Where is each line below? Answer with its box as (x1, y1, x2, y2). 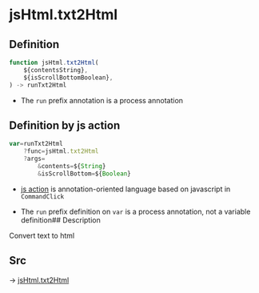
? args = (23, 155, 46, 163)
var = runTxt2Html (9, 140, 63, 148)
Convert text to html (9, 231, 75, 240)
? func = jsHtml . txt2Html (23, 147, 99, 155)
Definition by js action (9, 118, 121, 132)
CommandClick (20, 192, 65, 201)
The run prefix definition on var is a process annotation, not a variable (20, 207, 251, 216)
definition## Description (20, 215, 101, 225)
